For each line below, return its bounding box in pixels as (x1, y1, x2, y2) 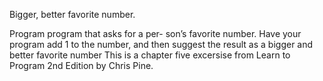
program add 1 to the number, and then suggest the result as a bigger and (9, 39, 314, 50)
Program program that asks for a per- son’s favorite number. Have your (9, 28, 302, 39)
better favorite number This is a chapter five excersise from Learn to (9, 49, 291, 61)
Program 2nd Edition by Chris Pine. (9, 60, 154, 71)
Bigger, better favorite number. (9, 9, 136, 20)
